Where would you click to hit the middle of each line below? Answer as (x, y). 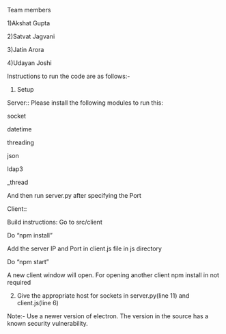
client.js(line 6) (38, 303)
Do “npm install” (30, 235)
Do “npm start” (28, 262)
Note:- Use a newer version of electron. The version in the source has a (108, 316)
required (19, 282)
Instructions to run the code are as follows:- (69, 76)
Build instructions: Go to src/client (55, 222)
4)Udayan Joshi (30, 63)
